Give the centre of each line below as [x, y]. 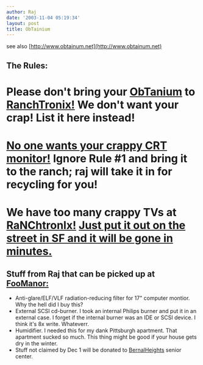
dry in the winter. [36, 344]
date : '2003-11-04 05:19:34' [43, 18]
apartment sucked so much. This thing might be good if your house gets [106, 337]
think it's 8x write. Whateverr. [52, 324]
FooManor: [27, 284]
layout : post [23, 23]
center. [24, 356]
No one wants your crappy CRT [87, 146]
